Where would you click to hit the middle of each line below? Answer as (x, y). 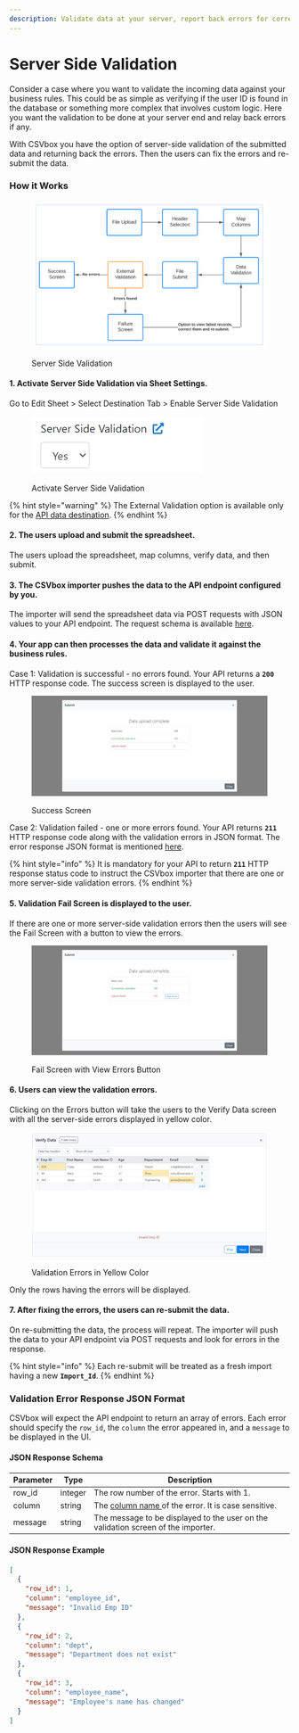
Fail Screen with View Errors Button (97, 1069)
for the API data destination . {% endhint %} (89, 515)
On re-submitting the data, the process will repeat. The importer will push (144, 1330)
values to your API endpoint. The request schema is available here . (132, 623)
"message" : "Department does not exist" (101, 1655)
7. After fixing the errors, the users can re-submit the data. (119, 1310)
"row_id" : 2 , (49, 1636)
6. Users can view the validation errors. (83, 1090)
